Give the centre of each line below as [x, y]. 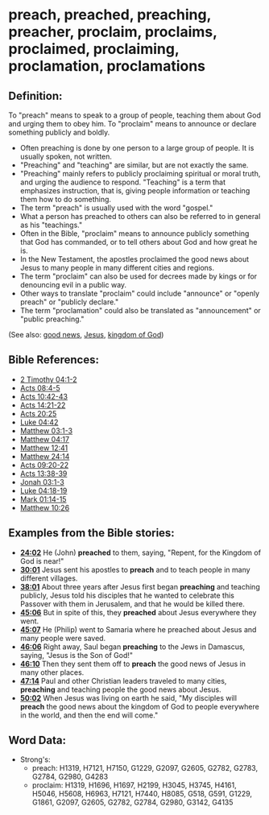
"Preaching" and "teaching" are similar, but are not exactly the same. [134, 165]
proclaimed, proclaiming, [94, 49]
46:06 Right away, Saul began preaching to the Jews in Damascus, [132, 647]
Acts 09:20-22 [44, 465]
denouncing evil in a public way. [73, 285]
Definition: [35, 95]
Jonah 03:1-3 [42, 482]
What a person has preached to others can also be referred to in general [140, 216]
